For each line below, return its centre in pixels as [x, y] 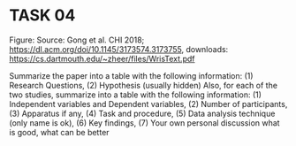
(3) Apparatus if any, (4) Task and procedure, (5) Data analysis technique [142, 113]
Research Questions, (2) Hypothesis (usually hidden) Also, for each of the [144, 85]
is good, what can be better [59, 132]
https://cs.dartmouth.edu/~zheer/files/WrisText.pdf [102, 58]
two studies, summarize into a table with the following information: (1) [136, 95]
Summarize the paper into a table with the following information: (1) [131, 75]
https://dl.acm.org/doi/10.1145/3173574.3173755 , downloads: [119, 49]
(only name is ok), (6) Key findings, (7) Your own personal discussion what [144, 123]
